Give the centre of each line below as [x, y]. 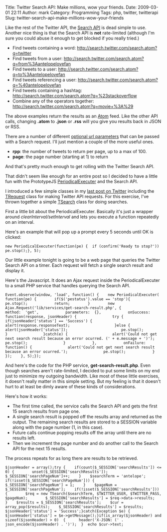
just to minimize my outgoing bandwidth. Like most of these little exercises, [82, 376]
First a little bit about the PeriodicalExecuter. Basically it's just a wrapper [79, 211]
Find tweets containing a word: [44, 48]
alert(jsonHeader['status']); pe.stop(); [74, 330]
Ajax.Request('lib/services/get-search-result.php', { [63, 308]
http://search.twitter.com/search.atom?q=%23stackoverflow [75, 96]
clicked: [13, 237]
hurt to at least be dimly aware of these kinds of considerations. [71, 387]
